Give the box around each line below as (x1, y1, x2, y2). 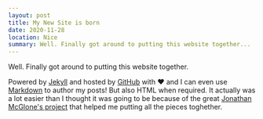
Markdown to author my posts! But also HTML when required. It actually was (8, 85, 256, 95)
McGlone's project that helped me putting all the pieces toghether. (8, 103, 223, 112)
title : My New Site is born (8, 19, 100, 27)
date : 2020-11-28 (8, 26, 65, 34)
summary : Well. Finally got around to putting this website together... (8, 41, 251, 49)
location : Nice (8, 33, 58, 41)
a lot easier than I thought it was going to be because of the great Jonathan (8, 94, 252, 103)
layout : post (8, 11, 51, 20)
